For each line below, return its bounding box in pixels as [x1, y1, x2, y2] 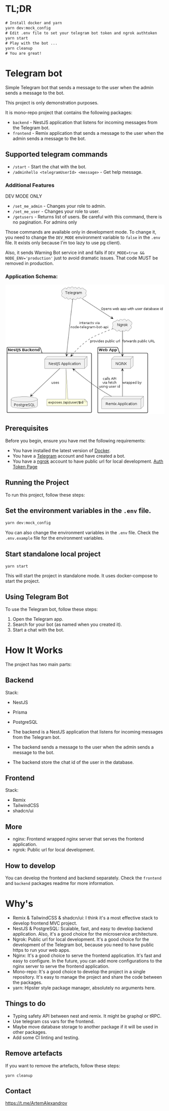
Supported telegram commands [5, 150, 108, 159]
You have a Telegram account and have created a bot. [12, 453, 125, 459]
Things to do [5, 999, 46, 1008]
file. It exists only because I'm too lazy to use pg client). [5, 239, 121, 246]
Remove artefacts [5, 1049, 63, 1058]
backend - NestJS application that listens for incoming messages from [12, 119, 158, 125]
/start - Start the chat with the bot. [12, 163, 87, 170]
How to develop [5, 861, 56, 870]
